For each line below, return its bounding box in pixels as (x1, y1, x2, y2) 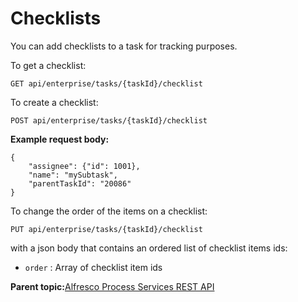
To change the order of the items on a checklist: (10, 205, 208, 217)
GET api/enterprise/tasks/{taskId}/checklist (10, 78, 203, 89)
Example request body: (10, 133, 110, 145)
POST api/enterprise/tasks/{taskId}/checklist (10, 115, 208, 126)
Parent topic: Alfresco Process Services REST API (10, 280, 215, 292)
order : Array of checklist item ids (24, 261, 163, 273)
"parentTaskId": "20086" (28, 178, 132, 189)
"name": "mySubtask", (28, 170, 118, 180)
